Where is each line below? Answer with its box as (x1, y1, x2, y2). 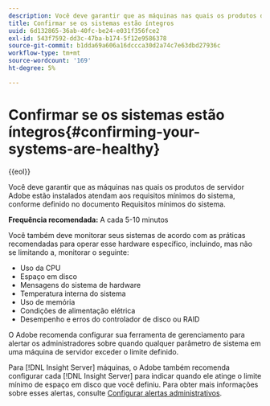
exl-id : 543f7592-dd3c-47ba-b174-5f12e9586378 (8, 34, 167, 43)
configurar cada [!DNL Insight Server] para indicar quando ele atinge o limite (8, 371, 262, 380)
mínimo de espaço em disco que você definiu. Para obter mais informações (8, 379, 259, 389)
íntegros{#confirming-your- (8, 122, 201, 141)
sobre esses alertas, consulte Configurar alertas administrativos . (8, 388, 223, 398)
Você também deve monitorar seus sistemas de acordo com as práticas (8, 230, 246, 240)
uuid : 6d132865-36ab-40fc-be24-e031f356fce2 (8, 27, 160, 35)
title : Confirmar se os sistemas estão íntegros (8, 19, 174, 27)
